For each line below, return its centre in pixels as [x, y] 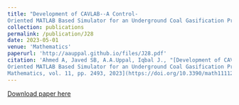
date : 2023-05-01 [33, 40]
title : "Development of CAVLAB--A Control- [73, 14]
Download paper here [39, 94]
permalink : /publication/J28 [51, 34]
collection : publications [46, 27]
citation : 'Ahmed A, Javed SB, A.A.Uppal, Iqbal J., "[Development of [114, 60]
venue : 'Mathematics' [39, 47]
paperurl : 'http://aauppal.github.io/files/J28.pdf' [87, 54]
